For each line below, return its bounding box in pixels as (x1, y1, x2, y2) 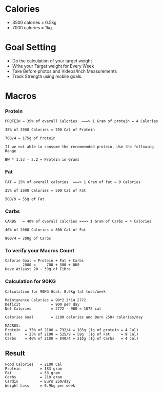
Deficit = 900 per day (5, 302, 80, 307)
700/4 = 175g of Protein (5, 136, 56, 141)
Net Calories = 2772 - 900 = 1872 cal (5, 306, 102, 311)
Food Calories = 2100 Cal (5, 362, 62, 367)
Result (5, 349, 25, 357)
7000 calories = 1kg (12, 24, 52, 30)
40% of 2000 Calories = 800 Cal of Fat (5, 227, 86, 232)
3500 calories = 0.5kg (12, 19, 57, 25)
